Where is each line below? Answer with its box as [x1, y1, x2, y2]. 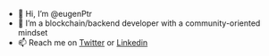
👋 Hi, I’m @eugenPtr [17, 9, 92, 19]
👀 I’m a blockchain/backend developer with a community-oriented [17, 18, 261, 28]
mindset [17, 28, 48, 37]
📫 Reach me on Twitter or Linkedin [17, 37, 148, 48]
